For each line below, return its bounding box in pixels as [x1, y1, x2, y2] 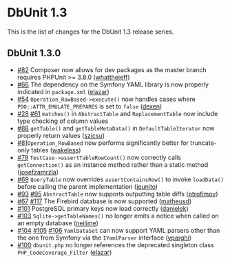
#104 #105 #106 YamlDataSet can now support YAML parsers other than [17, 226, 220, 234]
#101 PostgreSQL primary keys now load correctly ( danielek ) [17, 204, 189, 212]
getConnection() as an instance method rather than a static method [17, 160, 209, 169]
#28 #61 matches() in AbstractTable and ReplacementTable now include [17, 109, 218, 117]
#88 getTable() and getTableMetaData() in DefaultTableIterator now [17, 124, 215, 132]
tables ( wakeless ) [30, 146, 81, 154]
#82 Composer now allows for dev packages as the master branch [17, 65, 207, 73]
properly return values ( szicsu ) [17, 131, 105, 139]
